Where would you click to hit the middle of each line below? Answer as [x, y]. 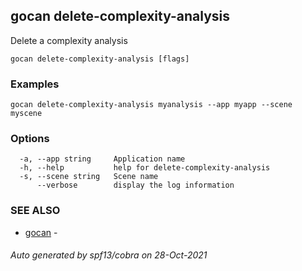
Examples [35, 84]
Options [30, 139]
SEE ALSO [35, 211]
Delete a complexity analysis [69, 40]
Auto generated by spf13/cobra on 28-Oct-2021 [109, 255]
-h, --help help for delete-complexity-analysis [145, 168]
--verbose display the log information [135, 185]
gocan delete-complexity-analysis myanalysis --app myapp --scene [151, 105]
